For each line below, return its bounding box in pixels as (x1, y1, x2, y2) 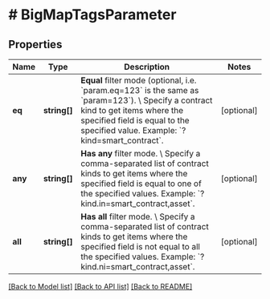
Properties (8, 38, 63, 51)
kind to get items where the (80, 105, 184, 115)
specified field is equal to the (80, 115, 190, 126)
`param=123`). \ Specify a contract (80, 95, 213, 106)
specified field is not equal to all (80, 241, 201, 252)
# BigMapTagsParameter (8, 6, 177, 24)
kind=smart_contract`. (80, 135, 164, 146)
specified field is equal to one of (80, 178, 202, 189)
